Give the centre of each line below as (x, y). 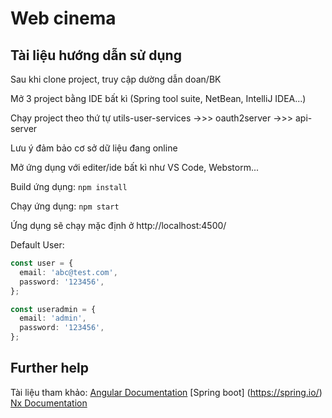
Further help (50, 368)
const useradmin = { (53, 309)
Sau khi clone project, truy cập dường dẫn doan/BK (116, 79)
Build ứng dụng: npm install (69, 186)
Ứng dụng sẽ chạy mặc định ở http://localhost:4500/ (118, 225)
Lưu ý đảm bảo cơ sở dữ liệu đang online (94, 148)
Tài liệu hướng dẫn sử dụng (96, 55)
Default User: (37, 245)
